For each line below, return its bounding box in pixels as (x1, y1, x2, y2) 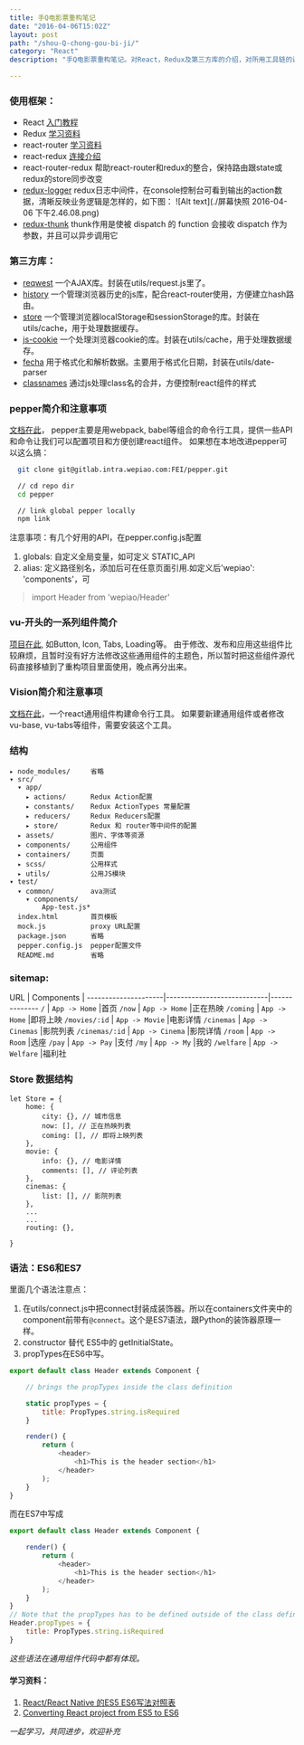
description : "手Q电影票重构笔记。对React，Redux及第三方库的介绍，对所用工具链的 (9, 55, 293, 64)
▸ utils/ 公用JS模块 (17, 869, 127, 878)
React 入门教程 (22, 117, 79, 128)
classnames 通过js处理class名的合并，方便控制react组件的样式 (22, 377, 257, 388)
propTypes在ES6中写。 (22, 1349, 109, 1360)
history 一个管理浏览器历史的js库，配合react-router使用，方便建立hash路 (22, 289, 295, 299)
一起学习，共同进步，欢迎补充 (9, 1726, 120, 1737)
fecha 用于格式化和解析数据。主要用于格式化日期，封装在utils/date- (22, 356, 275, 367)
